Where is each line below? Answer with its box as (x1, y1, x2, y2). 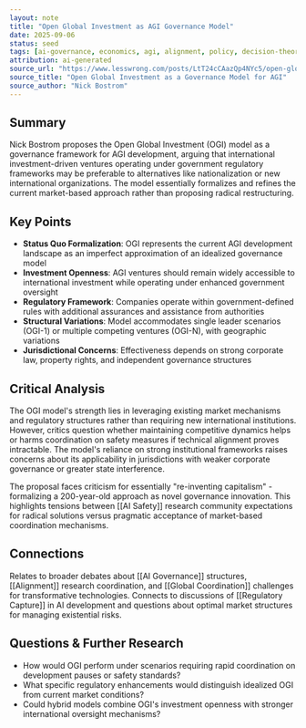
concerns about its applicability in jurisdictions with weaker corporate (9, 453, 270, 465)
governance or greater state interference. (9, 463, 166, 474)
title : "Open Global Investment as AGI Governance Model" (9, 22, 234, 31)
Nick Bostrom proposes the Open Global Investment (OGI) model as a (9, 139, 270, 151)
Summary (9, 115, 66, 130)
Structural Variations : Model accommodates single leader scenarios (22, 316, 281, 327)
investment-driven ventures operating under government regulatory (9, 159, 264, 170)
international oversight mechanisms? (22, 708, 161, 719)
